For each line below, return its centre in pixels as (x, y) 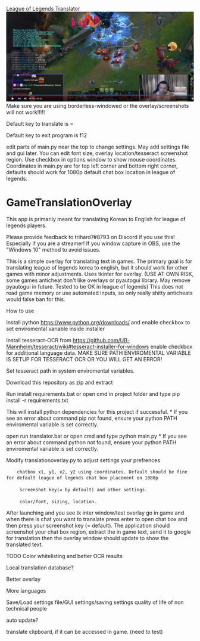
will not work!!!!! (26, 112)
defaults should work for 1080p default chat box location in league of (91, 172)
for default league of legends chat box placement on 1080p (82, 478)
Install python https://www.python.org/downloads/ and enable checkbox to (98, 322)
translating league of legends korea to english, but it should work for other (97, 267)
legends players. (26, 225)
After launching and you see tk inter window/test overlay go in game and (95, 513)
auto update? (22, 620)
